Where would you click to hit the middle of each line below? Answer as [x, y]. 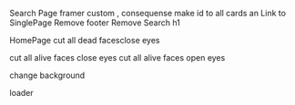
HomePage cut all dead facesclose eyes [85, 40]
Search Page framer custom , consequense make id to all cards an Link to [148, 13]
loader [21, 93]
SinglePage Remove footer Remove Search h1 [95, 23]
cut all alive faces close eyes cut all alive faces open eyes [117, 57]
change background [47, 75]
